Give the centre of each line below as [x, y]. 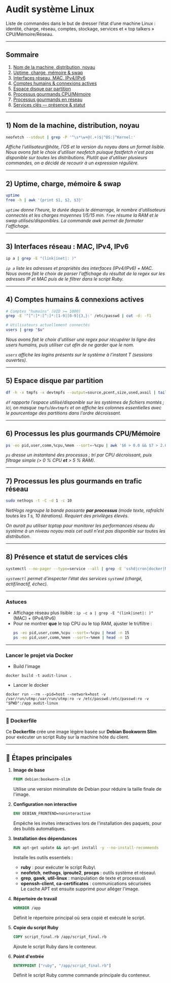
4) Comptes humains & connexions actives [75, 300]
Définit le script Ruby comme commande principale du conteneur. [82, 975]
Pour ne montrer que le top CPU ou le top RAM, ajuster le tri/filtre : [82, 624]
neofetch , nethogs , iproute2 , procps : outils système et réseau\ [88, 872]
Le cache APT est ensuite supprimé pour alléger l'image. [80, 889]
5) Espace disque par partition [55, 381]
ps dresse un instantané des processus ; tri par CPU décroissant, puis [79, 455]
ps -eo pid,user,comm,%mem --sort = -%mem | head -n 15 [71, 638]
